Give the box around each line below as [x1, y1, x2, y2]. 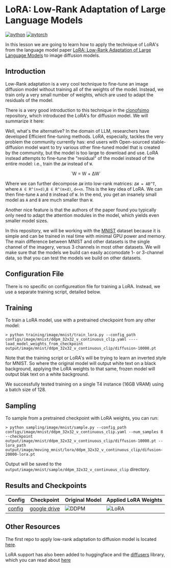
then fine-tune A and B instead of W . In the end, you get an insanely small [5, 191, 157, 197]
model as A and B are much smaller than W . [5, 196, 94, 203]
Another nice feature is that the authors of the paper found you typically [5, 207, 157, 213]
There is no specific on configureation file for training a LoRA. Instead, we [5, 283, 161, 289]
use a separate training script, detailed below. [5, 289, 101, 295]
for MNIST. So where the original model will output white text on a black [5, 360, 156, 367]
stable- [151, 138, 166, 145]
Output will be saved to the [5, 461, 62, 467]
